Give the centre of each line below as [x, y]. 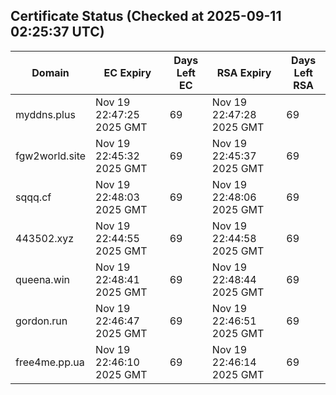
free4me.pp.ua [50, 362]
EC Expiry [127, 72]
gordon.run [41, 321]
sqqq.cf [33, 197]
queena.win [43, 279]
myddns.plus [45, 114]
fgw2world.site [51, 156]
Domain [50, 72]
